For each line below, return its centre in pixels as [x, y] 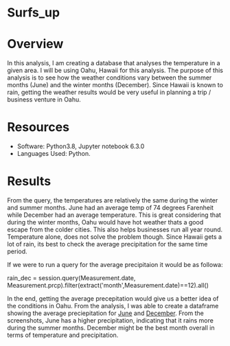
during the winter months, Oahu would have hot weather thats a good [105, 222]
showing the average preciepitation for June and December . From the [105, 313]
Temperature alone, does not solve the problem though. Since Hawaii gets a [114, 237]
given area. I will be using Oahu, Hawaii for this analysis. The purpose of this [115, 71]
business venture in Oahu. [44, 100]
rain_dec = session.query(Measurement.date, [71, 278]
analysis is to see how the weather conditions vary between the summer [110, 78]
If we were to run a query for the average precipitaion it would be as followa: [115, 265]
